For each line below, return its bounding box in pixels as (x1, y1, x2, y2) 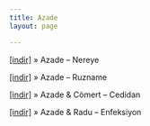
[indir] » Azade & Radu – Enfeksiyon (9, 106, 142, 117)
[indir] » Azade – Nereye (9, 54, 100, 65)
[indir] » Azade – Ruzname (9, 71, 108, 82)
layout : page (9, 22, 58, 31)
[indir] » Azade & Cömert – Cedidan (9, 89, 141, 100)
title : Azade (9, 13, 58, 22)
